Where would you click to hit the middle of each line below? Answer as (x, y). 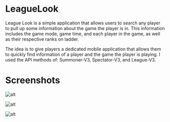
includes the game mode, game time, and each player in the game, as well (83, 34)
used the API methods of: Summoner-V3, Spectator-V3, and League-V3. (81, 59)
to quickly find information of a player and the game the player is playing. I (83, 54)
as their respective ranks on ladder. (42, 39)
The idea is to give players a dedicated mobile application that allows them (83, 49)
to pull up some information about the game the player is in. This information (85, 28)
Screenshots (33, 81)
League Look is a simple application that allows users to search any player (83, 23)
